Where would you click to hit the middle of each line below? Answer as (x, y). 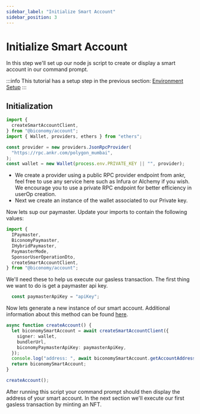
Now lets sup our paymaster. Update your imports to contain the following (97, 212)
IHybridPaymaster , (35, 246)
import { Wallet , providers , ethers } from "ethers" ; (74, 136)
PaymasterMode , (30, 251)
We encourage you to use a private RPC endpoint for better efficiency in (103, 188)
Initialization (30, 106)
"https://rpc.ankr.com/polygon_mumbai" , (62, 152)
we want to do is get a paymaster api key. (57, 286)
